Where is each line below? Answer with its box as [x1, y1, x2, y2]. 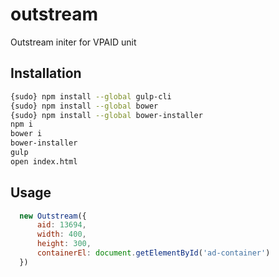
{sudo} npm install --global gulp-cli [10, 91, 172, 102]
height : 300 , [36, 239, 92, 249]
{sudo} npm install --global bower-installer [10, 110, 203, 120]
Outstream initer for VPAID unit [10, 36, 137, 48]
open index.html [10, 156, 78, 167]
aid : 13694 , [36, 220, 87, 230]
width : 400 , [36, 229, 87, 240]
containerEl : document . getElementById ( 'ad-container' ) [36, 248, 271, 258]
